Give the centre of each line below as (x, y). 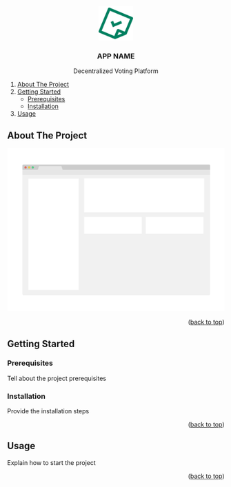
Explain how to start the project (52, 462)
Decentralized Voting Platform (116, 71)
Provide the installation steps (48, 411)
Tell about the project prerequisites (57, 378)
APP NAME (116, 56)
